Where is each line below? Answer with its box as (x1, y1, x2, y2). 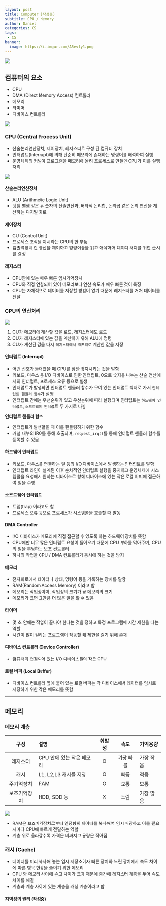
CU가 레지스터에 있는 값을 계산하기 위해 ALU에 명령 (12, 335, 112, 341)
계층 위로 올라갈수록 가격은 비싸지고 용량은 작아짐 (12, 832, 108, 838)
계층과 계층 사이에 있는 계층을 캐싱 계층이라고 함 (12, 883, 105, 890)
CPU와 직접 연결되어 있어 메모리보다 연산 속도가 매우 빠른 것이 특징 (12, 281, 142, 287)
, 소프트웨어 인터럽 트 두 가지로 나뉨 (22, 403, 86, 409)
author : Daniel (5, 21, 37, 26)
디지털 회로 (25, 209, 47, 215)
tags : (5, 30, 16, 35)
